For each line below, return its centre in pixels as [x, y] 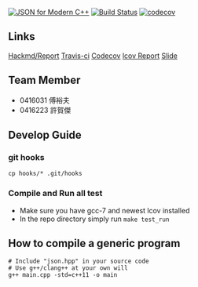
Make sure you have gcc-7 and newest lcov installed [104, 210]
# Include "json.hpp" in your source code [79, 262]
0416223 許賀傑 [45, 110]
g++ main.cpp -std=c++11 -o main [63, 275]
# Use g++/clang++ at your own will [68, 268]
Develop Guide [45, 135]
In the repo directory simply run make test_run [94, 219]
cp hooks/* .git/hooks [45, 174]
